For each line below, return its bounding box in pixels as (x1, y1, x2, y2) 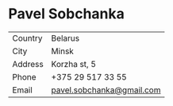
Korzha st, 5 (51, 58, 97, 69)
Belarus (51, 33, 80, 44)
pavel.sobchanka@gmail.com (51, 84, 161, 96)
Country (12, 33, 43, 44)
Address (12, 58, 44, 69)
